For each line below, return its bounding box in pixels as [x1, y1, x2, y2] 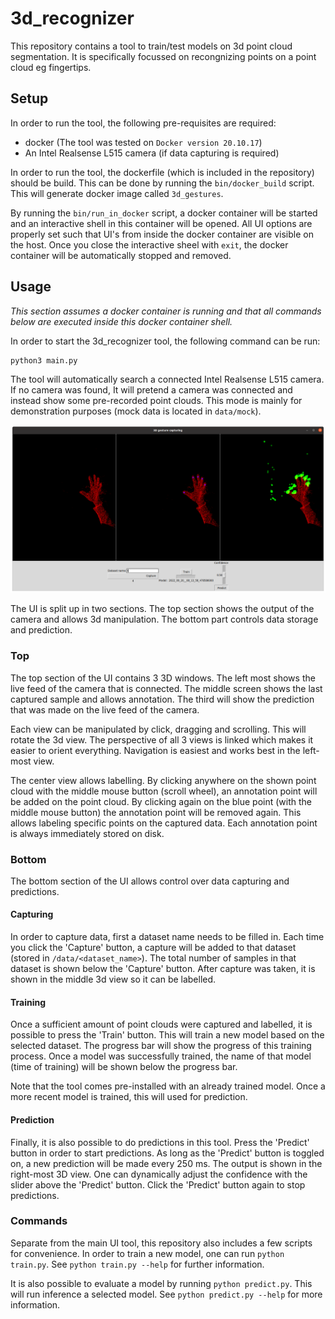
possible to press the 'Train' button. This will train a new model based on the [10, 1029, 325, 1041]
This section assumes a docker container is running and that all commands [10, 305, 322, 317]
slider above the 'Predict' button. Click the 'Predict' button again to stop [10, 1178, 306, 1191]
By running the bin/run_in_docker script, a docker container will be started [10, 207, 318, 219]
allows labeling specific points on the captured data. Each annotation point [10, 817, 318, 829]
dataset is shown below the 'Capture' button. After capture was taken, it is [10, 963, 316, 975]
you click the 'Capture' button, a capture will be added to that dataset [10, 942, 297, 954]
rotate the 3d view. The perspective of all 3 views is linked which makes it [10, 733, 314, 746]
